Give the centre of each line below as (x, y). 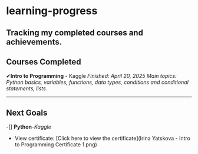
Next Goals (27, 112)
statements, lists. (27, 89)
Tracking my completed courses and (75, 33)
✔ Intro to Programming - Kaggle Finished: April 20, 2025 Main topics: (91, 76)
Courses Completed (44, 62)
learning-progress (52, 11)
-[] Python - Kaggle (29, 127)
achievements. (34, 42)
